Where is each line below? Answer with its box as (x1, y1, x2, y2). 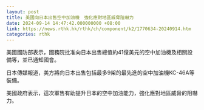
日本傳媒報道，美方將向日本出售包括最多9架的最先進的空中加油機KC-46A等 (6, 69, 195, 76)
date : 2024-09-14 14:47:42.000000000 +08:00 (6, 20, 121, 26)
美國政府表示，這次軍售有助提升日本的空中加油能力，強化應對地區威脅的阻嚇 (6, 89, 198, 97)
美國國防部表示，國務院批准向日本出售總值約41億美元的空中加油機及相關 (6, 49, 188, 56)
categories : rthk (6, 31, 50, 37)
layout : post (6, 8, 39, 15)
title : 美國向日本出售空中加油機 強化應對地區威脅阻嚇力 (6, 15, 134, 21)
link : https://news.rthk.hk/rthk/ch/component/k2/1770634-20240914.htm (6, 25, 191, 32)
